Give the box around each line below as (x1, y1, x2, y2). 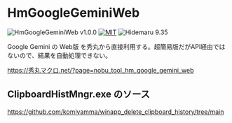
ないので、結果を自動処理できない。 (7, 51, 112, 59)
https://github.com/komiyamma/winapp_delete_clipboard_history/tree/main (7, 107, 224, 116)
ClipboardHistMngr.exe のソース (7, 89, 151, 101)
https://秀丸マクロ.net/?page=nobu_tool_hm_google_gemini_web (7, 66, 194, 74)
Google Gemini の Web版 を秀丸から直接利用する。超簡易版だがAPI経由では (7, 42, 226, 50)
